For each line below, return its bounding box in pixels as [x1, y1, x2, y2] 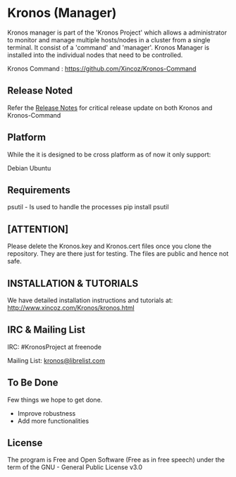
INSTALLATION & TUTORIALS [7, 277, 139, 290]
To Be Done [7, 377, 58, 389]
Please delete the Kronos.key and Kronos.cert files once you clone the [7, 242, 212, 251]
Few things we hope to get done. [7, 395, 103, 404]
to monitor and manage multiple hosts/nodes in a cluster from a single [7, 35, 211, 44]
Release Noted [7, 85, 73, 97]
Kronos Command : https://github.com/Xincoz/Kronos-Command [7, 64, 197, 73]
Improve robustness [17, 409, 76, 417]
